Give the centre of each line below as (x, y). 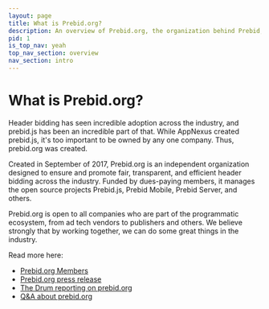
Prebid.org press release (61, 279)
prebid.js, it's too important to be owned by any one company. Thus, (121, 140)
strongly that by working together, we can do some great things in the (124, 231)
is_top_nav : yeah (37, 46)
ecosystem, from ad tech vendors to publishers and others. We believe (126, 222)
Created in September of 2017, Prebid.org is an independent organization (129, 164)
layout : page (30, 16)
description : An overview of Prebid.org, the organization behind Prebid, (136, 31)
